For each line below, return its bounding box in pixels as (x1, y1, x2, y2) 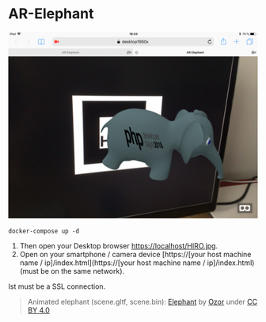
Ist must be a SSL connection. (8, 282, 106, 291)
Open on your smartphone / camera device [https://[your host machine (19, 249, 252, 259)
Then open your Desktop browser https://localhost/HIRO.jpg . (19, 241, 218, 250)
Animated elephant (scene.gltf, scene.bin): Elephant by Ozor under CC (27, 297, 258, 306)
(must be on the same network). (19, 266, 125, 275)
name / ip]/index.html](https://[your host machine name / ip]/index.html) (19, 258, 255, 267)
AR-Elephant (8, 5, 94, 23)
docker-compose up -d (8, 227, 80, 235)
